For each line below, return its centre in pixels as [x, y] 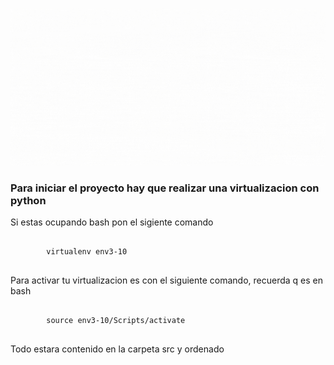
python [28, 200]
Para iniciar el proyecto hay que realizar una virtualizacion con [165, 188]
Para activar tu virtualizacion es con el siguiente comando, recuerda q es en [167, 280]
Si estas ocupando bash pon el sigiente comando [112, 222]
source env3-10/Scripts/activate [116, 321]
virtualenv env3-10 [87, 252]
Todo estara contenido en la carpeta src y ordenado [117, 349]
